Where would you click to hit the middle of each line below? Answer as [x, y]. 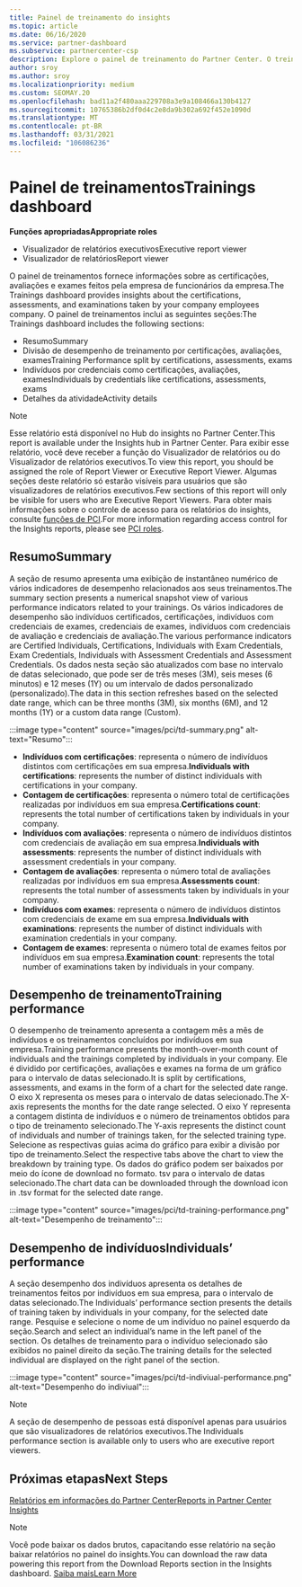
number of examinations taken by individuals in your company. [138, 966]
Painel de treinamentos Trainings [133, 187]
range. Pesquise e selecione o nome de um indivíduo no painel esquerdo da [150, 1322]
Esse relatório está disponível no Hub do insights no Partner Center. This [142, 433]
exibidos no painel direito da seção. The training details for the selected [141, 1351]
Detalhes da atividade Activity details [89, 398]
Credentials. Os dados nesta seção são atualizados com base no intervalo [147, 664]
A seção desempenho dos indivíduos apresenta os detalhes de [126, 1284]
